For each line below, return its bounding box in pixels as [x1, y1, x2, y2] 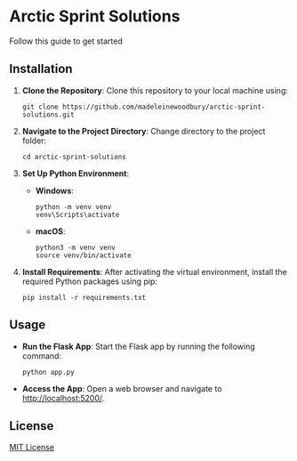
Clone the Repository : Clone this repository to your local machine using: [21, 85, 289, 95]
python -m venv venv [35, 202, 112, 211]
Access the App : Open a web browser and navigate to [21, 383, 222, 393]
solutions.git [21, 109, 75, 119]
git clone [21, 102, 60, 111]
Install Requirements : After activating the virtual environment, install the [21, 266, 287, 277]
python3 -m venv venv [35, 243, 116, 252]
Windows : [35, 185, 74, 196]
